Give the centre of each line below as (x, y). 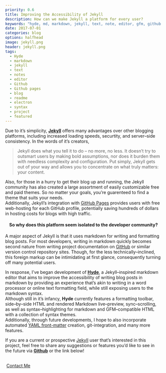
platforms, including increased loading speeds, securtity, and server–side (80, 136)
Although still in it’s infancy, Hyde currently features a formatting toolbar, (80, 298)
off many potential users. (31, 262)
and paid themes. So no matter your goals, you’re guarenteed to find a (77, 192)
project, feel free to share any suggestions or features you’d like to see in (80, 345)
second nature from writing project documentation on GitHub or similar (78, 246)
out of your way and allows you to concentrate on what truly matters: (88, 167)
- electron (21, 103)
